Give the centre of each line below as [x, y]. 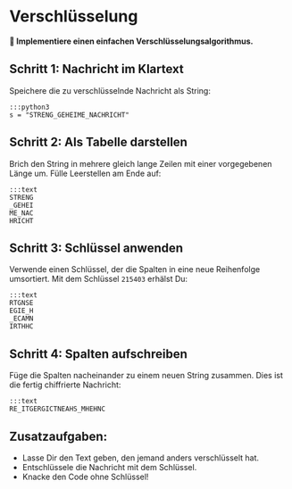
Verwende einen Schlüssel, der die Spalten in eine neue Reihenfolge [135, 269]
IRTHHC [21, 327]
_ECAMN [21, 319]
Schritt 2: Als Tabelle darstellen [98, 142]
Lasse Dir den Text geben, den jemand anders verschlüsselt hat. [141, 458]
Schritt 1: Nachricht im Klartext [97, 69]
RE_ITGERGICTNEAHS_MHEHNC [57, 409]
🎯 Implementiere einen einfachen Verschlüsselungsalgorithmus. [131, 41]
